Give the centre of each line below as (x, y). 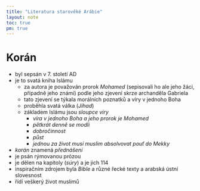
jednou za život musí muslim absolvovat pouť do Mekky (101, 144)
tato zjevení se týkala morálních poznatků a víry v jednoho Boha (102, 99)
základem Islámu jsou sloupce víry (66, 112)
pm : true (17, 28)
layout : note (22, 17)
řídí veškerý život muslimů (47, 181)
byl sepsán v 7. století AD (46, 74)
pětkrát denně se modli (61, 125)
